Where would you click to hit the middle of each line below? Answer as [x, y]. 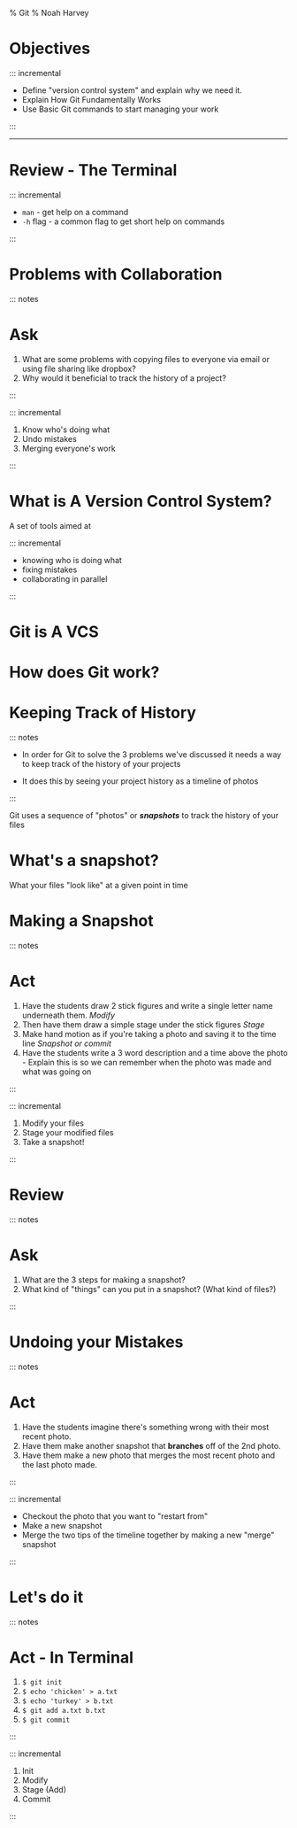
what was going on [57, 1072]
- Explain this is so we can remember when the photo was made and [147, 1062]
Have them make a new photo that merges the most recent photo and [148, 1455]
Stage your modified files [68, 1132]
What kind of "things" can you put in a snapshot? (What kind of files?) [149, 1289]
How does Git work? [84, 673]
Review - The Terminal [93, 170]
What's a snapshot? [84, 860]
